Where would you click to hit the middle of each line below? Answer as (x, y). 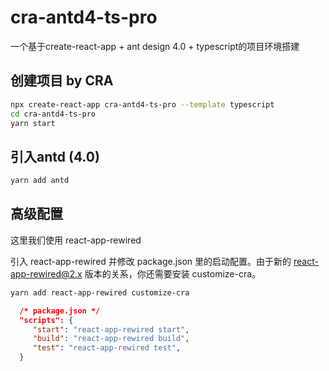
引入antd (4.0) (55, 156)
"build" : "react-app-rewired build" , (111, 339)
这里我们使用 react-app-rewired (76, 240)
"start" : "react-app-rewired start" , (111, 329)
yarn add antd (40, 181)
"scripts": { (46, 320)
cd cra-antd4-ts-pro (53, 114)
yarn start (33, 123)
